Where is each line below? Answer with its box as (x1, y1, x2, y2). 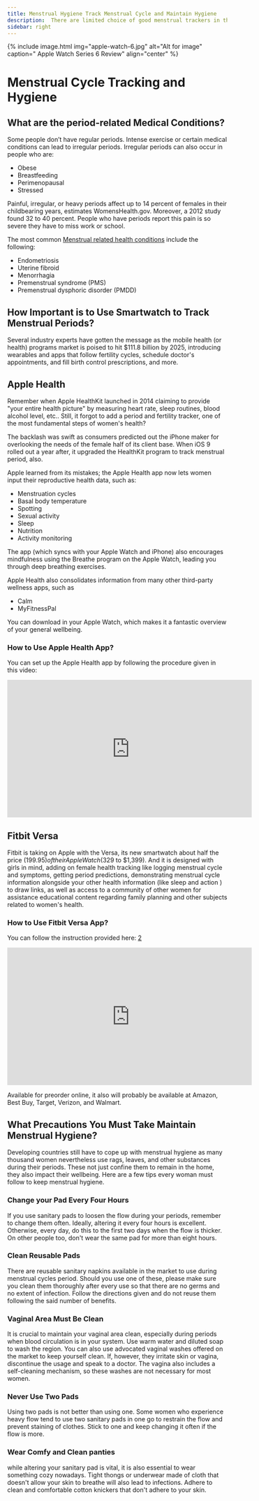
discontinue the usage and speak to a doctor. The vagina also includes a (7, 1360, 216, 1368)
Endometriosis (17, 256, 59, 265)
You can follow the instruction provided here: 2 (7, 934, 142, 942)
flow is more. (7, 1430, 45, 1438)
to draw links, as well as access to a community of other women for (7, 885, 202, 894)
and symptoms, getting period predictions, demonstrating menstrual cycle (7, 871, 221, 879)
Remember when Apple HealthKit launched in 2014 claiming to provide (7, 397, 211, 405)
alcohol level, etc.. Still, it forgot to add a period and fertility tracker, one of (7, 412, 221, 420)
